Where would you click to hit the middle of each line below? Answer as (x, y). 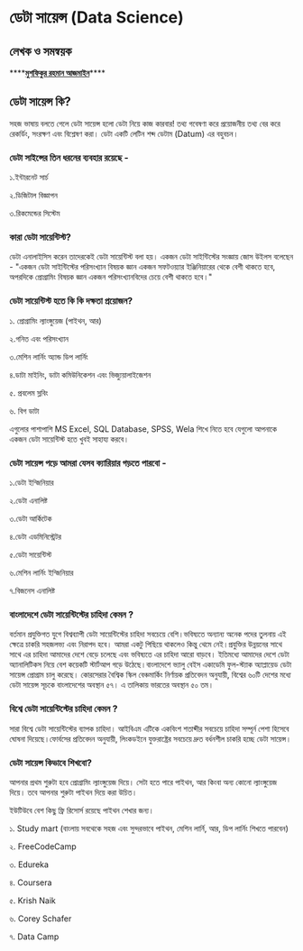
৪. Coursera (31, 882)
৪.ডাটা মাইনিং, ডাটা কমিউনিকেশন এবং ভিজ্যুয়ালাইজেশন (80, 375)
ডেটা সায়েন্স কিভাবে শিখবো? (51, 763)
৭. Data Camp (34, 937)
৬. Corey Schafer (41, 919)
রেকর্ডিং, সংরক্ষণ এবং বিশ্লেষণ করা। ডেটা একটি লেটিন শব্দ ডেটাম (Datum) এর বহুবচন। (124, 133)
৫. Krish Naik (32, 901)
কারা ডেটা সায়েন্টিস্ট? (41, 237)
